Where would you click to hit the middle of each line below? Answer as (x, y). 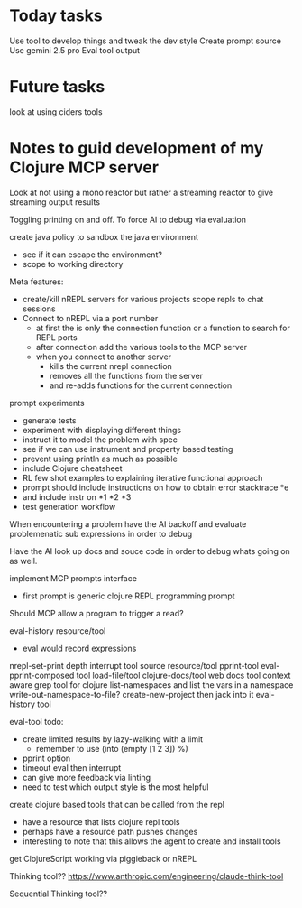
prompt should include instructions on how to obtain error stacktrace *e (156, 487)
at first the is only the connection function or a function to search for (163, 328)
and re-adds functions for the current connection (141, 385)
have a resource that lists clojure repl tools (101, 821)
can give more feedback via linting (87, 777)
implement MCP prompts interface (73, 578)
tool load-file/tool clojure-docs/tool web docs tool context (183, 675)
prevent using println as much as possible (100, 459)
